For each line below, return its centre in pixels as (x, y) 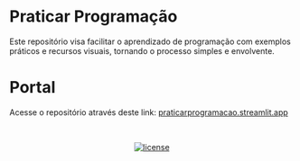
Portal (33, 88)
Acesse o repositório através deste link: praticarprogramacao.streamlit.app (149, 112)
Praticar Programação (94, 17)
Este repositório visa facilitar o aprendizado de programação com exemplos (150, 41)
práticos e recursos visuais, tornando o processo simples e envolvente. (142, 50)
